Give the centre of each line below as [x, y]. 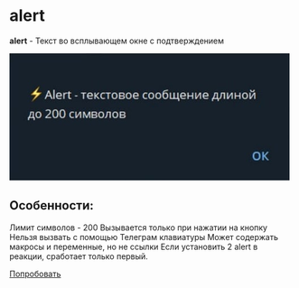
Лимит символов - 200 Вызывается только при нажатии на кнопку [139, 228]
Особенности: [51, 205]
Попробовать [35, 274]
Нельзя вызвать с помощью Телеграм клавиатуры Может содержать [144, 237]
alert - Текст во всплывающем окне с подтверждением [117, 41]
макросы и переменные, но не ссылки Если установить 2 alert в [134, 246]
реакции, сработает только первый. [79, 256]
